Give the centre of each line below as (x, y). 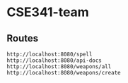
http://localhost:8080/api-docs (54, 60)
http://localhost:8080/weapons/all (59, 67)
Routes (23, 38)
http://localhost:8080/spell (50, 54)
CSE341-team (48, 12)
